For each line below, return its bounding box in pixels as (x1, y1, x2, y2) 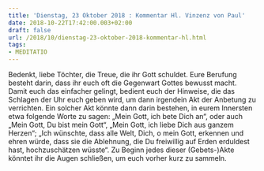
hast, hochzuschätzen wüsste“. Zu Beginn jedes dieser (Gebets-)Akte (8, 145, 235, 154)
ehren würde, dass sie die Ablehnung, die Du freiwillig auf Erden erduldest (8, 137, 251, 146)
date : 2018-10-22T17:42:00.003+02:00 (8, 19, 133, 27)
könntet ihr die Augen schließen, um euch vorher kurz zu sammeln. (8, 154, 227, 162)
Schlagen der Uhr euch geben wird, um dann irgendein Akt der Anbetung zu (8, 95, 257, 104)
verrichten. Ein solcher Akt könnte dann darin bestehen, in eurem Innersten (8, 103, 253, 113)
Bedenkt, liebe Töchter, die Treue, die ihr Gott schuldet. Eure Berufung (8, 70, 237, 79)
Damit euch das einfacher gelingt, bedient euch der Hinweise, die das (8, 87, 236, 95)
